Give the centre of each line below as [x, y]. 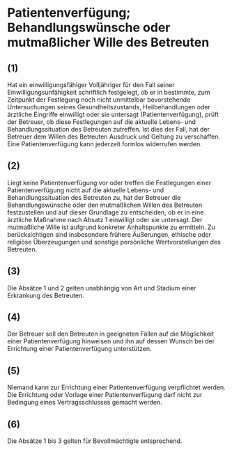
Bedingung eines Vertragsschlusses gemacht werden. [85, 403]
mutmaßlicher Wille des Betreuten [108, 42]
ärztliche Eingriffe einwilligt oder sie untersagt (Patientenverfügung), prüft [113, 114]
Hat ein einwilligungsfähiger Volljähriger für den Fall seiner [91, 85]
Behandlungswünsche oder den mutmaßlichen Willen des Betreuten [105, 205]
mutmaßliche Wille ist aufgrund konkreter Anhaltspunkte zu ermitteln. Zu [111, 227]
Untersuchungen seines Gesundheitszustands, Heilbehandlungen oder [109, 107]
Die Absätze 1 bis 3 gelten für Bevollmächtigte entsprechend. [95, 441]
